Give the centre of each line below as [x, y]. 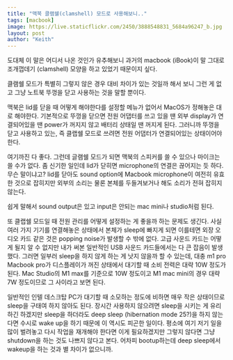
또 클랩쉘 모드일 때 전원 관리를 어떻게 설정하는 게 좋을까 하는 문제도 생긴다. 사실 [115, 221]
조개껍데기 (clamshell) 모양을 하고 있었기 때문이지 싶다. [82, 69]
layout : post [26, 33]
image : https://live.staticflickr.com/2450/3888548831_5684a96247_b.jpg [115, 26]
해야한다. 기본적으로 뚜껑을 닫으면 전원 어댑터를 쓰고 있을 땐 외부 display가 [115, 116]
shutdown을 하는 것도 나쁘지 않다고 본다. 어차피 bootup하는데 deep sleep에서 [114, 341]
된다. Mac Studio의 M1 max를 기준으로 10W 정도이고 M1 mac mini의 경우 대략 [114, 274]
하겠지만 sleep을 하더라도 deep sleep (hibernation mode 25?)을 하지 [115, 315]
